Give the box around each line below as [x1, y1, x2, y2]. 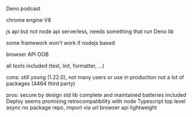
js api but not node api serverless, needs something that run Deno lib [6, 28, 174, 35]
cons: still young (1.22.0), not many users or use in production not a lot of [6, 74, 184, 80]
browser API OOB [6, 51, 49, 58]
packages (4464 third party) [6, 80, 76, 87]
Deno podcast [6, 5, 41, 12]
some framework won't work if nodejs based [6, 40, 115, 46]
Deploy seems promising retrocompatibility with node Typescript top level [6, 97, 186, 105]
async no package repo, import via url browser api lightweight [6, 104, 158, 111]
